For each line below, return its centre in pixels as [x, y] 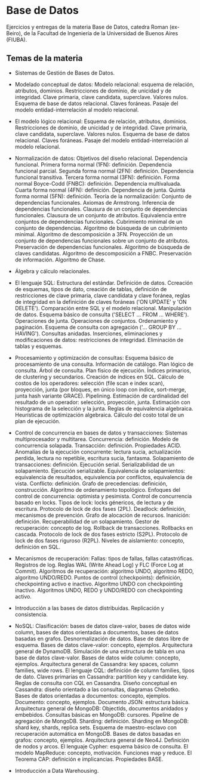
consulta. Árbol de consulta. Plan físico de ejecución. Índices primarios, [103, 370]
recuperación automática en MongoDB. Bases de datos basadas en [98, 733]
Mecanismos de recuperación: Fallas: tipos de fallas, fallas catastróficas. [104, 558]
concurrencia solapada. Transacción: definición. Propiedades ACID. [98, 445]
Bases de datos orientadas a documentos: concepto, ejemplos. [92, 695]
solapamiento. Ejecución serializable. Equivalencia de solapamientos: [100, 471]
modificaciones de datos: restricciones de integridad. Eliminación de [99, 340]
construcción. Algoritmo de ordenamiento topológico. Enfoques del [98, 489]
